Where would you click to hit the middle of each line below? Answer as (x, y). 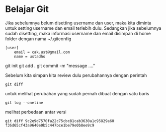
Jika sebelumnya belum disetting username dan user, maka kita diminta (78, 23)
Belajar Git (27, 9)
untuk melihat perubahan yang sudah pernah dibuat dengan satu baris (77, 93)
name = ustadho (30, 56)
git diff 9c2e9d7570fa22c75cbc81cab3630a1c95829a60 (60, 121)
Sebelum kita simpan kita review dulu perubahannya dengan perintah (76, 75)
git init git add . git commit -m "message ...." (50, 66)
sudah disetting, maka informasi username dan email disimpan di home (78, 33)
